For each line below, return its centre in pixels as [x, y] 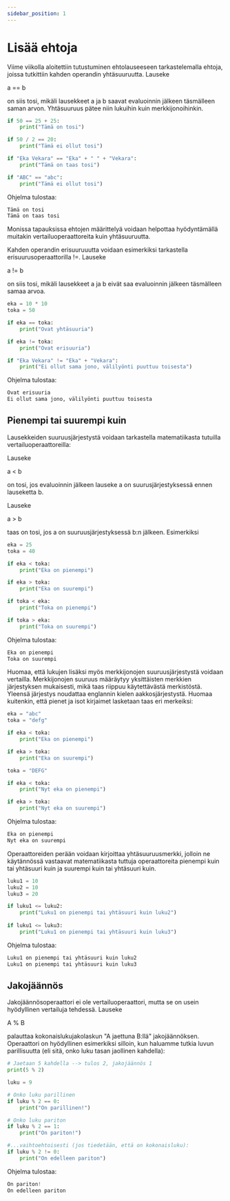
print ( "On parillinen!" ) [55, 1108]
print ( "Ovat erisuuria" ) [55, 348]
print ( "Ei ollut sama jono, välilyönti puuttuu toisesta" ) [106, 367]
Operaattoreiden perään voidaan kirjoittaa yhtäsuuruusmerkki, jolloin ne [109, 853]
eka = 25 [20, 545]
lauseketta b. [25, 492]
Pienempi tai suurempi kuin [67, 420]
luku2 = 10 [23, 887]
